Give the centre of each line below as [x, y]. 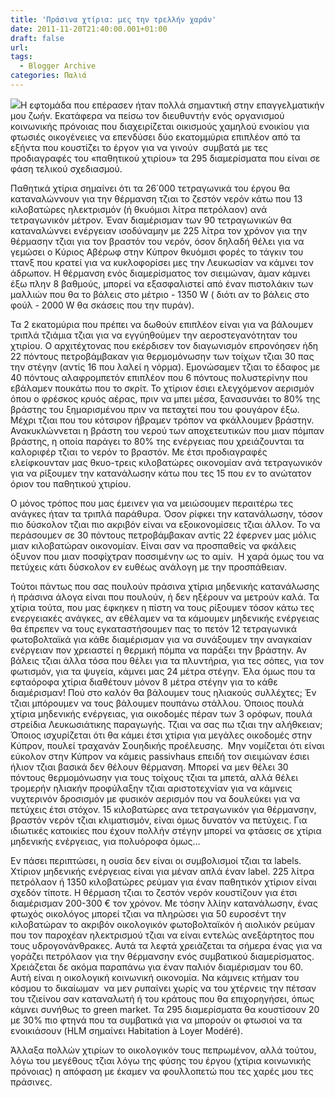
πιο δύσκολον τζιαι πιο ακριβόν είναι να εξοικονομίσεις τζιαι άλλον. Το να [165, 524]
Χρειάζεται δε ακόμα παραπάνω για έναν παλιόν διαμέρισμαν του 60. [157, 967]
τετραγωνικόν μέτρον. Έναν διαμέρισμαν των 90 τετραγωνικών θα [151, 220]
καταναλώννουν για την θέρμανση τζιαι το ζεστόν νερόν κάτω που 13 [156, 198]
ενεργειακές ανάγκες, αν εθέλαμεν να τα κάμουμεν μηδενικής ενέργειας [165, 618]
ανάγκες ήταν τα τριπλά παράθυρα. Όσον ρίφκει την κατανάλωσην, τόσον [166, 513]
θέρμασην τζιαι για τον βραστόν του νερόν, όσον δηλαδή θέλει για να [157, 241]
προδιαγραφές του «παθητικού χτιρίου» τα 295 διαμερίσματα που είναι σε [165, 158]
